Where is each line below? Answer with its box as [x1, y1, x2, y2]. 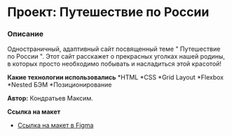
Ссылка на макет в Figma [17, 121, 94, 130]
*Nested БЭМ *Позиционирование [7, 81, 112, 89]
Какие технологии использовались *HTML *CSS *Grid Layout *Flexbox [7, 73, 224, 82]
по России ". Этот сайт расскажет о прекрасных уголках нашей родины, [7, 52, 226, 61]
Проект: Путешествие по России [7, 4, 210, 20]
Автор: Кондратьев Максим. [7, 94, 93, 103]
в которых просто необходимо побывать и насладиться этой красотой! [7, 60, 222, 68]
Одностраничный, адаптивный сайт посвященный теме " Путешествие [7, 45, 221, 53]
